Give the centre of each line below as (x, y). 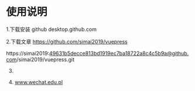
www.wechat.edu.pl (39, 82)
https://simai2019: (28, 53)
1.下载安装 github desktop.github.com (51, 29)
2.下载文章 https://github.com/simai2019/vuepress (67, 41)
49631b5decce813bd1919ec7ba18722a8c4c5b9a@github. (119, 53)
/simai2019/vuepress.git (46, 60)
